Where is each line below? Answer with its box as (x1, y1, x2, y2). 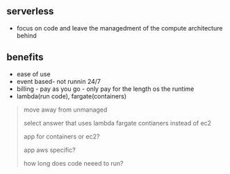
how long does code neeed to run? (23, 159, 124, 167)
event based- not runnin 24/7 (16, 77, 101, 85)
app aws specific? (23, 146, 76, 154)
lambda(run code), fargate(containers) (16, 92, 126, 100)
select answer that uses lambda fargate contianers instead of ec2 (23, 119, 212, 127)
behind (16, 31, 38, 40)
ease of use (16, 69, 51, 78)
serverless (6, 6, 54, 17)
